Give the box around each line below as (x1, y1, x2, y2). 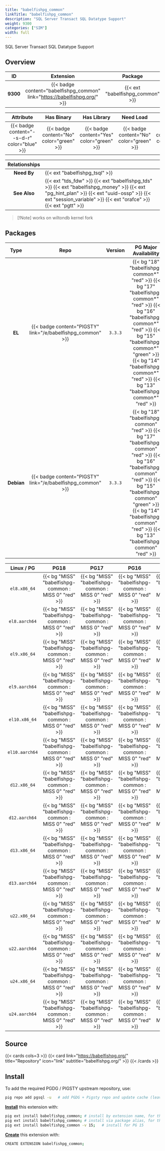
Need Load (122, 114, 148, 121)
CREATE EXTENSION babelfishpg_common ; (5, 1141, 84, 1146)
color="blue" (7, 140, 37, 147)
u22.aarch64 (9, 945, 37, 951)
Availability (132, 250, 160, 257)
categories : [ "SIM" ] (5, 26, 48, 31)
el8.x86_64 (10, 586, 36, 591)
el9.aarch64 (9, 684, 37, 690)
